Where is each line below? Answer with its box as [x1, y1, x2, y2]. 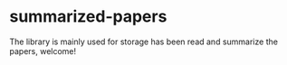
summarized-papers [9, 6, 167, 27]
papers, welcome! [9, 45, 77, 56]
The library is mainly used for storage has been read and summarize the [9, 36, 279, 47]
